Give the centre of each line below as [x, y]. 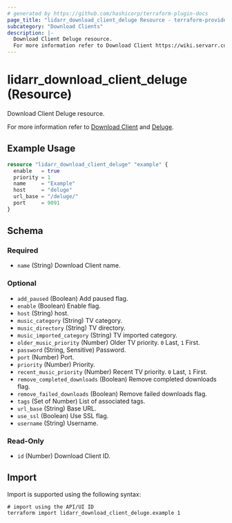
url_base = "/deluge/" [46, 197]
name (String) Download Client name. [69, 266]
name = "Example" [45, 184]
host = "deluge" [43, 190]
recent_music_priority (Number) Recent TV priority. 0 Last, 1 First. [112, 372]
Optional [22, 284]
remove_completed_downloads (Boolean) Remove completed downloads [117, 379]
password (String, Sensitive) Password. [71, 350]
